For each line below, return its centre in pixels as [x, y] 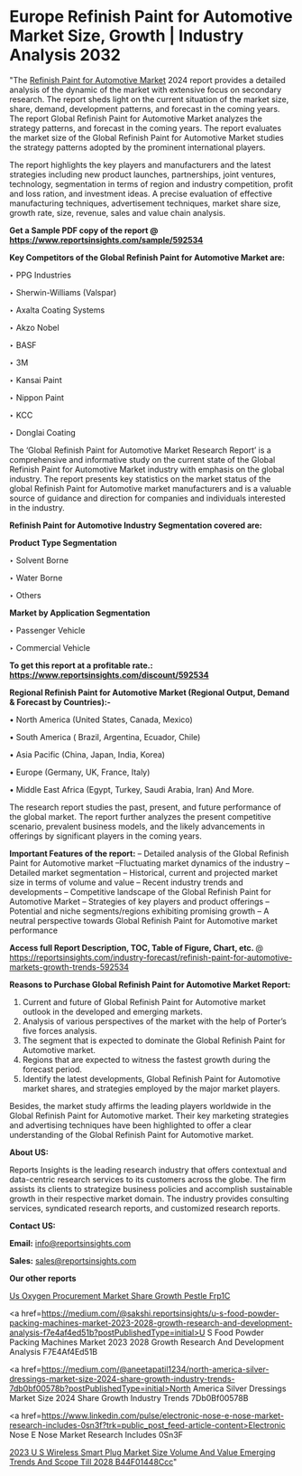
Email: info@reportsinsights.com [70, 1243]
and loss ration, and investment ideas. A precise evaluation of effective [141, 193]
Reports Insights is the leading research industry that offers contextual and [148, 1170]
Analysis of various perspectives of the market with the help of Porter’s [154, 1021]
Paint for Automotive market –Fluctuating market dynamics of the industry [146, 863]
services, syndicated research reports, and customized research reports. [145, 1208]
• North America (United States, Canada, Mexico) [101, 719]
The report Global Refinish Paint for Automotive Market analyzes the [136, 118]
